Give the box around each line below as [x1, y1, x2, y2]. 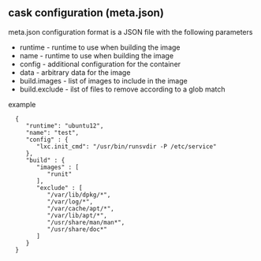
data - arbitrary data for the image [19, 67, 131, 77]
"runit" [47, 170, 73, 178]
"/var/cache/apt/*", [47, 204, 114, 212]
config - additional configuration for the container [19, 59, 181, 69]
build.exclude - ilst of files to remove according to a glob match [19, 84, 226, 94]
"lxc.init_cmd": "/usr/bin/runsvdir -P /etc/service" [36, 142, 217, 151]
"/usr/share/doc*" [47, 225, 108, 233]
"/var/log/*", [47, 197, 93, 206]
